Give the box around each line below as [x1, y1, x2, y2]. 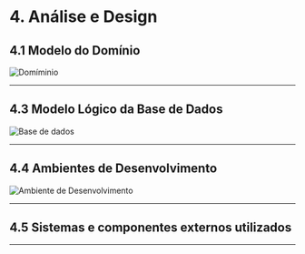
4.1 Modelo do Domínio [9, 43, 141, 58]
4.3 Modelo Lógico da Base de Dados [9, 102, 223, 117]
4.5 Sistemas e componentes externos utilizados [9, 220, 292, 236]
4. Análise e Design [9, 6, 158, 27]
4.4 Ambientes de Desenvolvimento [9, 161, 218, 177]
